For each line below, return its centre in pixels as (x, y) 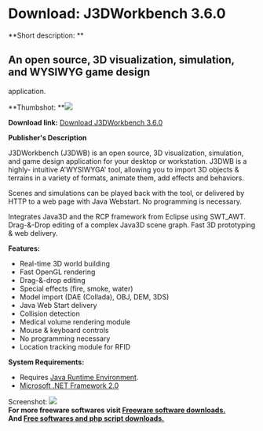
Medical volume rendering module (75, 321)
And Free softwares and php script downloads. (86, 418)
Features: (24, 248)
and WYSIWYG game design (79, 72)
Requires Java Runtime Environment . (79, 377)
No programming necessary (65, 339)
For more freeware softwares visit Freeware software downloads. (117, 410)
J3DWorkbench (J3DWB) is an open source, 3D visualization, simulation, (126, 153)
